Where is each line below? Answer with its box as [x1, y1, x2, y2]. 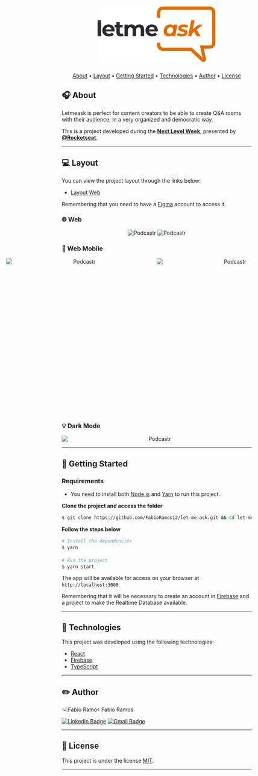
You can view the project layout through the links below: [61, 177, 201, 184]
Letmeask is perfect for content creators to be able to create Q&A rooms [61, 109, 242, 117]
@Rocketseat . [61, 134, 98, 141]
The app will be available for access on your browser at [61, 575, 200, 582]
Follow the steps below [61, 526, 121, 533]
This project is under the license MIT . [61, 757, 154, 764]
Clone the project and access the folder [61, 502, 163, 510]
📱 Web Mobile [61, 244, 103, 253]
